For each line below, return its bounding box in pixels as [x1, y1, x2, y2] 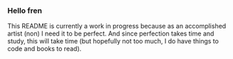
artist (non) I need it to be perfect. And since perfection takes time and [7, 29, 214, 38]
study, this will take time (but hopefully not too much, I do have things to [7, 37, 219, 45]
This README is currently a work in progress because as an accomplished [7, 22, 227, 31]
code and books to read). [7, 45, 82, 53]
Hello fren [7, 6, 43, 16]
